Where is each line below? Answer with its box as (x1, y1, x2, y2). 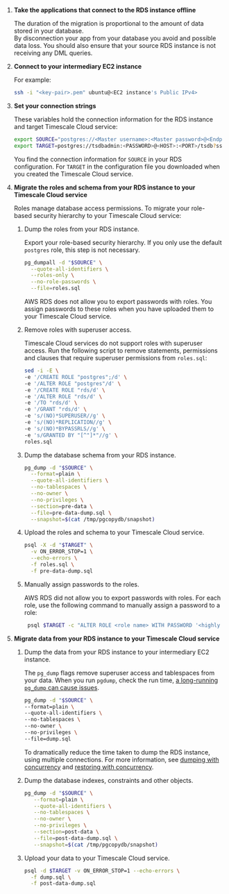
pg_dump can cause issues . (24, 683, 99, 691)
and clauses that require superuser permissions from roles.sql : (24, 354, 207, 362)
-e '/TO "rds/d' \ (24, 399, 78, 407)
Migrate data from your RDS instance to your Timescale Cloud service (13, 634, 220, 643)
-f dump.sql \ (30, 874, 71, 881)
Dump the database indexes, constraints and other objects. (24, 776, 194, 784)
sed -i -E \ (24, 367, 59, 374)
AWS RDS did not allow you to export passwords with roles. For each (24, 593, 221, 602)
